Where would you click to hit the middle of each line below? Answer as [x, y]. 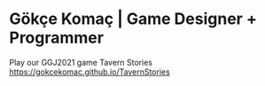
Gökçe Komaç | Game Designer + [133, 19]
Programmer [57, 38]
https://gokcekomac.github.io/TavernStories [90, 72]
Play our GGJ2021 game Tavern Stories [81, 62]
